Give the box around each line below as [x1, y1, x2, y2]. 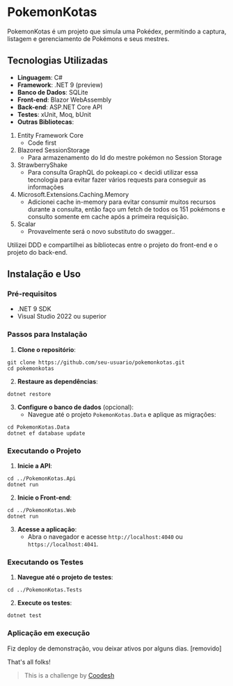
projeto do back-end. [7, 248, 68, 256]
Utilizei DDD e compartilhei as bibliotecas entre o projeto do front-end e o [7, 241, 218, 249]
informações [27, 182, 64, 191]
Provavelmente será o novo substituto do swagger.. [27, 227, 175, 235]
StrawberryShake [17, 161, 68, 169]
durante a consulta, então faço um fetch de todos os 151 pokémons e [27, 205, 226, 213]
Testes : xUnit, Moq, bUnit [17, 110, 92, 118]
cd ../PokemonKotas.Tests [7, 587, 82, 593]
